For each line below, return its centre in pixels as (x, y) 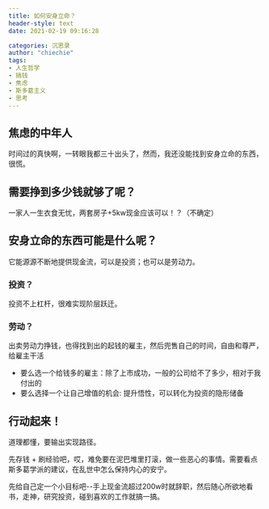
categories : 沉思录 (39, 45)
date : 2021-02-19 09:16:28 (54, 31)
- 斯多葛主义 (27, 90)
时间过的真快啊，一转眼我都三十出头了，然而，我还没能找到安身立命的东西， (136, 154)
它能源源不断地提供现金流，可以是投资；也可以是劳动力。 (104, 261)
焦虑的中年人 (40, 133)
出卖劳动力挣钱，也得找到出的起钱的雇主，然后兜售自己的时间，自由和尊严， (136, 346)
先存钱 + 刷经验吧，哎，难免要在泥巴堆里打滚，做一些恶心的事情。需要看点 (133, 459)
